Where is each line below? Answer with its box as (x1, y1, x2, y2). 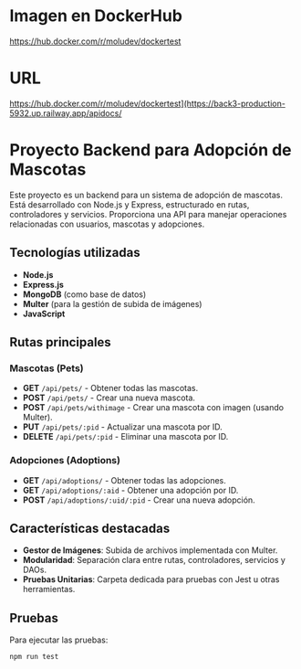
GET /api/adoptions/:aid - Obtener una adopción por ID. (22, 484, 239, 495)
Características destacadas (9, 521, 171, 536)
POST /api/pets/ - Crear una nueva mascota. (22, 392, 196, 403)
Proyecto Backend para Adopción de (9, 140, 292, 161)
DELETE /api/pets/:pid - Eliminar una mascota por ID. (22, 431, 229, 442)
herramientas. (22, 584, 76, 595)
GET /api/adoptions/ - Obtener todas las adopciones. (22, 474, 226, 485)
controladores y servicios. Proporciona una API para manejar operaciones (9, 208, 287, 219)
